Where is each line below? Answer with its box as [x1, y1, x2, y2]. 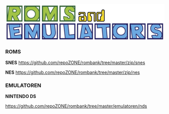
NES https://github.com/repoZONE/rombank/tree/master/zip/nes [5, 70, 140, 76]
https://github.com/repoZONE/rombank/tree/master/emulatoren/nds [5, 103, 147, 109]
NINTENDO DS [5, 93, 36, 99]
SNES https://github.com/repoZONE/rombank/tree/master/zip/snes [5, 60, 145, 66]
